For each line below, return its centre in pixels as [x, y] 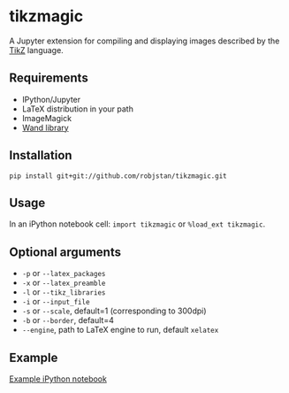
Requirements [49, 78]
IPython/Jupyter [51, 99]
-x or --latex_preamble [64, 283]
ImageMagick [47, 118]
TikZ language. [36, 50]
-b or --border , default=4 [68, 320]
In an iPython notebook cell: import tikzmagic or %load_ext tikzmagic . [137, 224]
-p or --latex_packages [64, 274]
